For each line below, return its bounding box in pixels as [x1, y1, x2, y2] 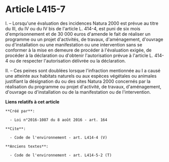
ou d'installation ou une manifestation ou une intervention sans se [5, 41, 143, 47]
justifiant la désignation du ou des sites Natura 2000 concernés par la [5, 78, 151, 84]
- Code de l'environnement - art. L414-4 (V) [10, 135, 108, 140]
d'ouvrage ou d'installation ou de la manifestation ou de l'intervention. [5, 89, 151, 95]
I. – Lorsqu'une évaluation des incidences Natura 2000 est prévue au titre [5, 20, 158, 26]
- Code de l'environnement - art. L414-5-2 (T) [10, 152, 112, 157]
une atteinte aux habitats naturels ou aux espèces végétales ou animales [5, 73, 157, 79]
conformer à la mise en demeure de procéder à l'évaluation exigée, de [5, 47, 152, 53]
